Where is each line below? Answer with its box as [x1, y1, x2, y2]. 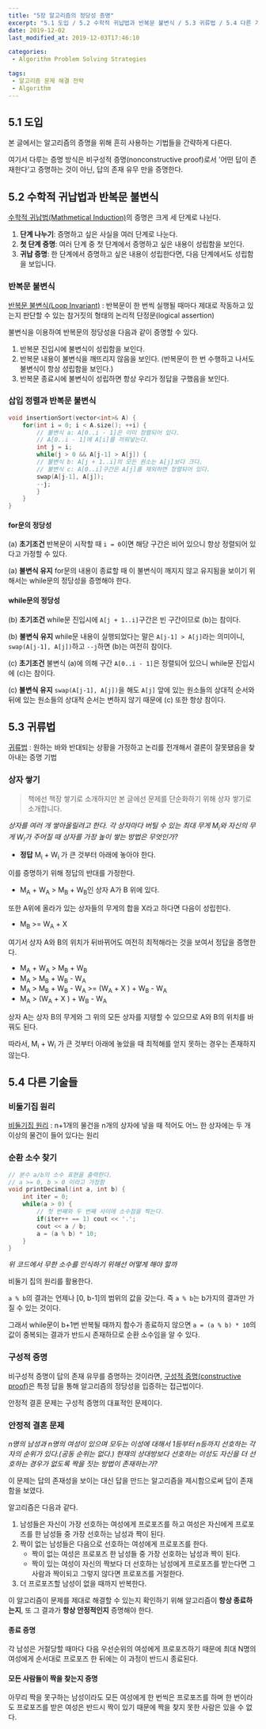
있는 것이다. [25, 1303, 62, 1313]
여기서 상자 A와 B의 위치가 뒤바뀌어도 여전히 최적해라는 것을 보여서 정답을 [8, 937, 235, 947]
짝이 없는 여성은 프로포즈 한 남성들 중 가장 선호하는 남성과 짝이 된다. [31, 1548, 241, 1558]
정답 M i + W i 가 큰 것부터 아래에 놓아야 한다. [19, 850, 156, 861]
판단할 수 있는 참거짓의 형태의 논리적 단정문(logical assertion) [22, 310, 215, 320]
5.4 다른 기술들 [8, 1076, 78, 1089]
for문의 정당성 [8, 520, 52, 530]
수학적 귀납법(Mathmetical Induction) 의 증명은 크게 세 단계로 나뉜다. [8, 213, 222, 222]
